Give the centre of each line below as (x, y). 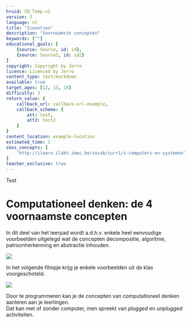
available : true (26, 83)
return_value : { (26, 98)
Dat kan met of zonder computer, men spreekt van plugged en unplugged (94, 308)
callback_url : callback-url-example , (62, 104)
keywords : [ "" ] (24, 39)
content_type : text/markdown (41, 77)
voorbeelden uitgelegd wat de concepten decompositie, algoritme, (86, 239)
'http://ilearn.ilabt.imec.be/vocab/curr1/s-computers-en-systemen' (101, 153)
